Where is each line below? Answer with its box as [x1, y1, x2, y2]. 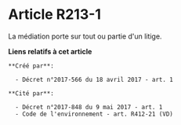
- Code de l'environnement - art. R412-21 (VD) [15, 110, 174, 118]
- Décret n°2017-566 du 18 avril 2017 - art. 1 [15, 75, 174, 83]
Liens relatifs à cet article [8, 46, 92, 56]
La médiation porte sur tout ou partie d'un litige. [8, 31, 162, 41]
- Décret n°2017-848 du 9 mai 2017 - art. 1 [15, 103, 163, 111]
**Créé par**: [8, 61, 55, 70]
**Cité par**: [8, 89, 55, 97]
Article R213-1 [8, 6, 102, 24]
